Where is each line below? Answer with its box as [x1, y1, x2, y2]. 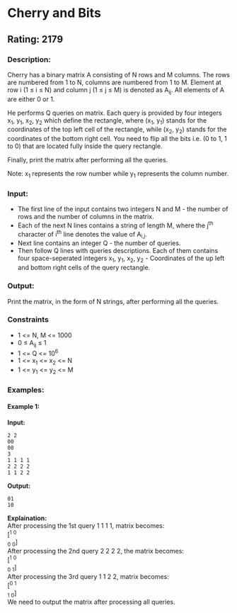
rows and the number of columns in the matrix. [17, 213, 154, 221]
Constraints [7, 315, 50, 325]
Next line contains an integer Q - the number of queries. [17, 239, 181, 247]
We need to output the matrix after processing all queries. [7, 597, 175, 607]
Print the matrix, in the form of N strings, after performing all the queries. [7, 297, 219, 305]
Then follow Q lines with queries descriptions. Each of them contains [17, 247, 219, 255]
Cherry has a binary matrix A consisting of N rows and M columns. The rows [7, 70, 230, 79]
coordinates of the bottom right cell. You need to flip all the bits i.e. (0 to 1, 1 [7, 135, 228, 143]
